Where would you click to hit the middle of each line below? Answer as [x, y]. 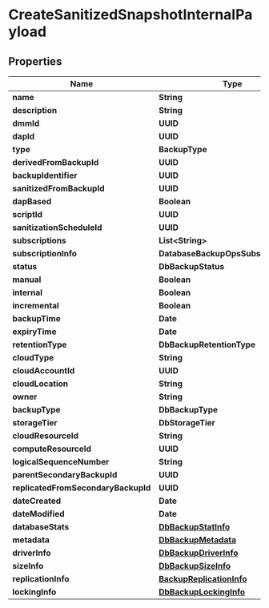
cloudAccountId [44, 370]
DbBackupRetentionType [207, 344]
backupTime [37, 318]
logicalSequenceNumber [61, 462]
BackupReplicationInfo [203, 579]
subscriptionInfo [45, 254]
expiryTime [34, 332]
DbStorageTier [187, 423]
